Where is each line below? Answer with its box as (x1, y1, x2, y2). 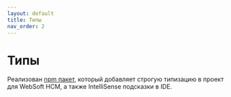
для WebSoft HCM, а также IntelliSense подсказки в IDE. (7, 83, 172, 91)
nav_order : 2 (7, 23, 45, 30)
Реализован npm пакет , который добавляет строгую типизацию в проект (7, 75, 224, 83)
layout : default (7, 10, 54, 17)
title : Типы (7, 17, 42, 23)
